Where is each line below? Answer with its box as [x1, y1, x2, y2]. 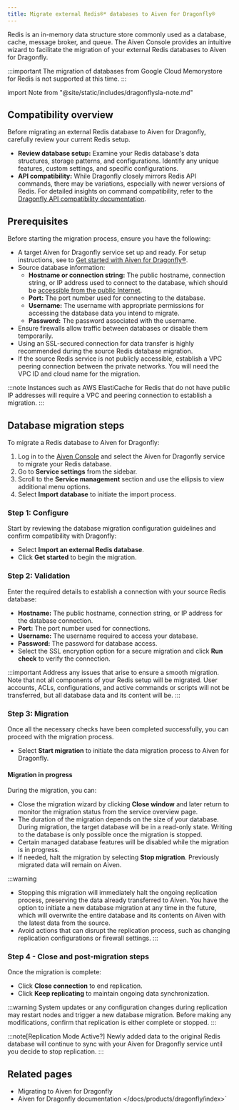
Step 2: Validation [7, 571, 71, 581]
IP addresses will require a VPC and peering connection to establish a [7, 391, 213, 400]
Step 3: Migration [7, 709, 69, 719]
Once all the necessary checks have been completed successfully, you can [7, 724, 229, 733]
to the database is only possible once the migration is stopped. [17, 830, 203, 839]
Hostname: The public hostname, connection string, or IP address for [17, 609, 223, 617]
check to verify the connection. [17, 654, 111, 663]
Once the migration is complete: [7, 968, 102, 976]
